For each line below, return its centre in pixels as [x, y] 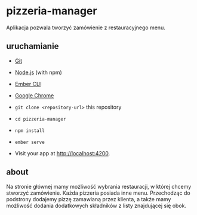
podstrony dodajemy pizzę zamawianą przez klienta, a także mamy [89, 199]
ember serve [30, 142]
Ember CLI [28, 84]
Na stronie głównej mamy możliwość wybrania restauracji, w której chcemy [99, 186]
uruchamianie [33, 46]
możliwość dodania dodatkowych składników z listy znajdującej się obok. [96, 205]
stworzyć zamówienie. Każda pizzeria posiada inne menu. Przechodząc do [98, 193]
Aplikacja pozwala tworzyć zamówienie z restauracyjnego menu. [86, 27]
